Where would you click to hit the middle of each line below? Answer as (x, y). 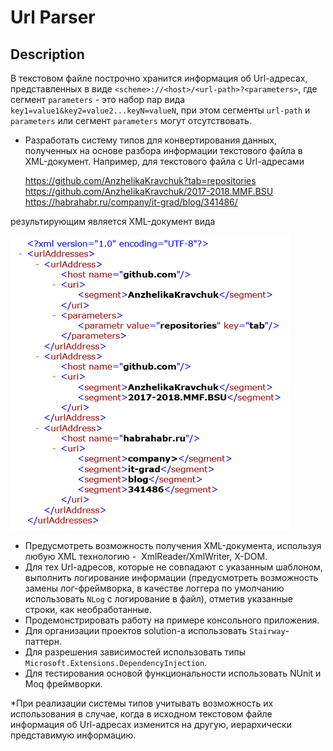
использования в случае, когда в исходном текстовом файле (141, 714)
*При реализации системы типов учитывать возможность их (142, 703)
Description (47, 54)
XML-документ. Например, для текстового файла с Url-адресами (164, 161)
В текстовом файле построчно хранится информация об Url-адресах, (159, 78)
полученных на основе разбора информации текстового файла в (163, 150)
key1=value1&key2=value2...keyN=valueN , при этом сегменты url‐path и (160, 110)
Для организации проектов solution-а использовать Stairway (155, 630)
